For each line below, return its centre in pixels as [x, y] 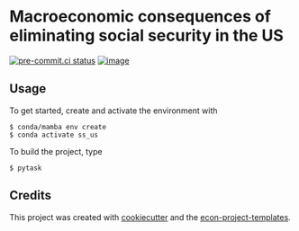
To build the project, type [56, 151]
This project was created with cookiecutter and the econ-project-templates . [150, 217]
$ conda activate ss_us [54, 135]
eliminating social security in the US [146, 36]
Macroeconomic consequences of [140, 17]
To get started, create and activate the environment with [113, 111]
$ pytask [26, 168]
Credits [31, 195]
